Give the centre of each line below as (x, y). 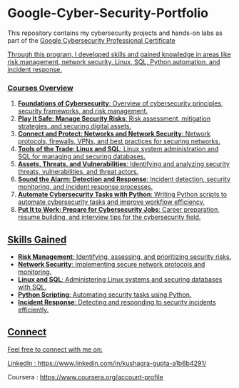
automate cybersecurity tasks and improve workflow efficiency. (111, 202)
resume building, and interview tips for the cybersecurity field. (109, 217)
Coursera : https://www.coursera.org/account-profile (86, 377)
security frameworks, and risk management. (83, 111)
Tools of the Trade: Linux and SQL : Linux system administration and (118, 149)
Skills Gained (37, 239)
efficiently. (33, 310)
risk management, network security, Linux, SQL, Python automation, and (114, 61)
